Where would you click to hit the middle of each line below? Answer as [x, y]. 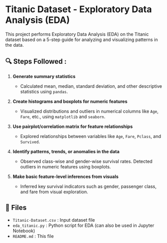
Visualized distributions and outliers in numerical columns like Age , [89, 111]
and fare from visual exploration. [54, 192]
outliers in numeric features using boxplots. [65, 166]
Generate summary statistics [44, 76]
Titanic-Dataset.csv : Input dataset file [54, 220]
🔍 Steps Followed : [36, 62]
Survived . [30, 142]
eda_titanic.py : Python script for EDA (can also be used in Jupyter [83, 225]
